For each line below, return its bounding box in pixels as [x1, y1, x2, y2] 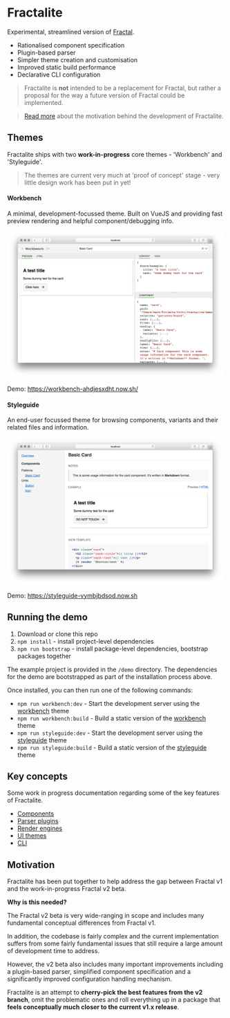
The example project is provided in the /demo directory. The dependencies [7, 665, 218, 673]
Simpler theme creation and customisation [17, 55, 138, 64]
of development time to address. [7, 947, 100, 955]
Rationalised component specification [17, 41, 125, 49]
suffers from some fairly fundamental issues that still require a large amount [7, 939, 223, 948]
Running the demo [7, 611, 88, 623]
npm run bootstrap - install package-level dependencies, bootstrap [17, 644, 209, 653]
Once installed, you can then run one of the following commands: [7, 686, 193, 694]
